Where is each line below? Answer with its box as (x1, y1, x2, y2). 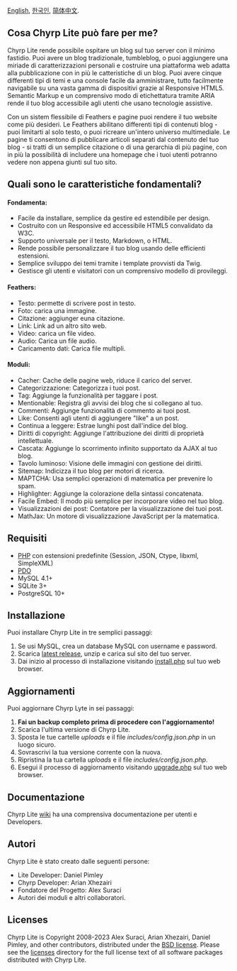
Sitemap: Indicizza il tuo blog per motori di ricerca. (17, 466, 165, 475)
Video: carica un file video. (17, 329, 96, 337)
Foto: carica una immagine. (17, 306, 98, 314)
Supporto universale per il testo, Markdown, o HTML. (17, 236, 173, 245)
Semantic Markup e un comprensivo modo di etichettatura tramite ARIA (7, 91, 215, 99)
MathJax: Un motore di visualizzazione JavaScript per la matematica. (17, 512, 219, 520)
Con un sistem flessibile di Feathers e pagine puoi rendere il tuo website (7, 112, 218, 121)
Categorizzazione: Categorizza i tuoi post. (17, 383, 141, 392)
